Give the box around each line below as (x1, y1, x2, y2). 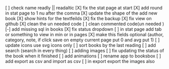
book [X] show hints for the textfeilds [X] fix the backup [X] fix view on (5, 16, 152, 21)
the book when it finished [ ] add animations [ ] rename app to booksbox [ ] (5, 53, 161, 59)
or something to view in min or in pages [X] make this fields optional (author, (5, 32, 164, 37)
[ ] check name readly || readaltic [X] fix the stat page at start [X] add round (5, 5, 163, 11)
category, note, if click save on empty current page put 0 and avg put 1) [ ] (5, 37, 160, 43)
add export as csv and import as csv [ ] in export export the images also (5, 58, 155, 64)
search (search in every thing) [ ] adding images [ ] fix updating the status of (5, 48, 164, 53)
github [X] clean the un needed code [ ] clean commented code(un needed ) (5, 21, 164, 27)
